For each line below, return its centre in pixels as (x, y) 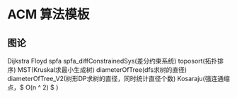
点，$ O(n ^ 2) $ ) (33, 87)
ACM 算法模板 (48, 14)
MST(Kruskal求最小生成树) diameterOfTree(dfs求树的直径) (102, 70)
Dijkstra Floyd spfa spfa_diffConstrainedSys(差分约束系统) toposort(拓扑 (112, 61)
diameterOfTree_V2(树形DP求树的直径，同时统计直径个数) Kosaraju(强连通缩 (118, 79)
